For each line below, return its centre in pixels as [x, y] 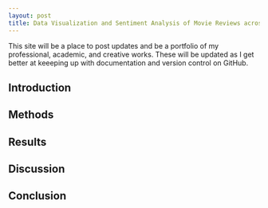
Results [28, 141]
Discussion [37, 169]
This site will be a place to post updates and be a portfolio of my [114, 45]
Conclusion [37, 196]
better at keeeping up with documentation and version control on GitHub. [128, 63]
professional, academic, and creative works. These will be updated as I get [131, 54]
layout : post [30, 16]
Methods [31, 115]
